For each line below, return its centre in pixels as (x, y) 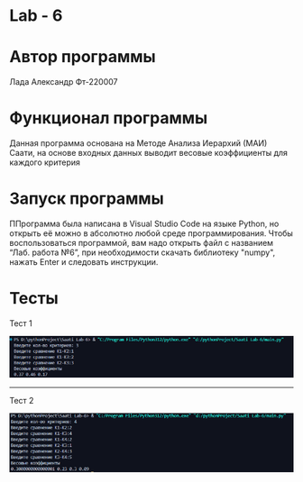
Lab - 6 (36, 16)
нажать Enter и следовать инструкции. (84, 262)
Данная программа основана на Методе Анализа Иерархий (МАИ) (138, 143)
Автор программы (83, 57)
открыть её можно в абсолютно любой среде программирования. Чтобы (151, 233)
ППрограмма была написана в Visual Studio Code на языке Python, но (144, 223)
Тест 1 (21, 323)
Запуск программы (87, 199)
